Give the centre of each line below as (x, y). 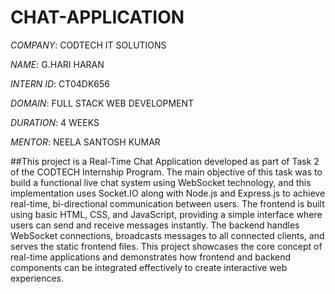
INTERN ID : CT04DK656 (60, 83)
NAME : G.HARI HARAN (57, 64)
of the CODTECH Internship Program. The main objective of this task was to (166, 172)
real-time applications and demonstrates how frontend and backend (151, 257)
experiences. (37, 278)
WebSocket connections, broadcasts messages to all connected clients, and (167, 235)
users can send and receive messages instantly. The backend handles (155, 225)
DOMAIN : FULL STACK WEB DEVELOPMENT (102, 103)
